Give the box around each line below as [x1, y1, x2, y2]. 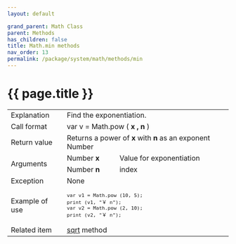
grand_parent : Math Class [7, 22, 83, 30]
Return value [11, 137, 53, 147]
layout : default [7, 10, 55, 18]
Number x [66, 153, 100, 163]
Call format [11, 121, 48, 131]
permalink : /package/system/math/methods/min [7, 55, 143, 63]
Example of [11, 196, 48, 205]
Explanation [11, 110, 50, 120]
